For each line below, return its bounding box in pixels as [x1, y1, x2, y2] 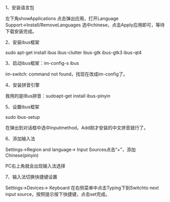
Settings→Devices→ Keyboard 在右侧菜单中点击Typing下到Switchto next [5, 185, 159, 191]
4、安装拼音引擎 [5, 82, 40, 88]
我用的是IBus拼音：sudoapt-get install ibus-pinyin [5, 93, 111, 99]
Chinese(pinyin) [5, 152, 39, 158]
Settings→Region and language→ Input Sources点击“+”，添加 [5, 146, 136, 153]
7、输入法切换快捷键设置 [5, 174, 57, 180]
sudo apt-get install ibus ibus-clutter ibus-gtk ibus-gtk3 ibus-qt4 [5, 49, 142, 56]
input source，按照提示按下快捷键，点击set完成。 [5, 191, 110, 197]
